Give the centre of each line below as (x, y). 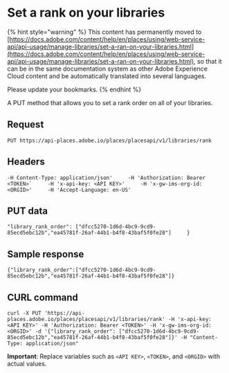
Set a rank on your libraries (86, 13)
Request (26, 125)
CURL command (43, 297)
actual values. (27, 364)
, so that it (208, 61)
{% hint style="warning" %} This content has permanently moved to (104, 32)
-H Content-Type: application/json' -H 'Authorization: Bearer (107, 178)
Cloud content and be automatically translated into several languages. (107, 76)
